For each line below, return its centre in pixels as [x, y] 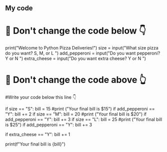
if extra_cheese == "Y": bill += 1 [38, 134]
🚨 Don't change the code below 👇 [76, 31]
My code [19, 8]
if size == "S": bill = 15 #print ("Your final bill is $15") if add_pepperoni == [80, 109]
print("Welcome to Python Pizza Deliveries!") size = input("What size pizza [82, 48]
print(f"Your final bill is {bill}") [35, 144]
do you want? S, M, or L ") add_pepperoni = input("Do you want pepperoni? [83, 53]
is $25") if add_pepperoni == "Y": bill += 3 [49, 125]
